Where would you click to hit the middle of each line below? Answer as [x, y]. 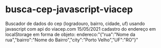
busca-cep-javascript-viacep [69, 9]
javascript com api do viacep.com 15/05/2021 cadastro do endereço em [81, 29]
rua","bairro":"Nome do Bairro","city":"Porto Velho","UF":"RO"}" [72, 40]
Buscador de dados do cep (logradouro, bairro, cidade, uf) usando [75, 23]
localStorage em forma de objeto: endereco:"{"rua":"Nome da [70, 34]
